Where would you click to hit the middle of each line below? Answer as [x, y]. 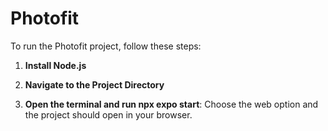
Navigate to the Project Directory [94, 84]
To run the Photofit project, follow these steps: [106, 46]
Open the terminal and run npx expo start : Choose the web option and [171, 104]
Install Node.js [55, 65]
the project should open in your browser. [108, 114]
